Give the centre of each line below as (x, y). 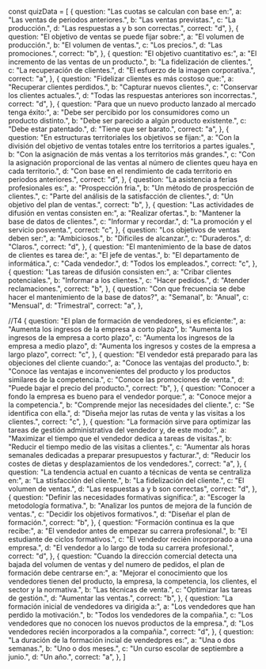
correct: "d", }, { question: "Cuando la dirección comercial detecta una (123, 556)
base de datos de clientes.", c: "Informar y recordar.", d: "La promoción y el (130, 221)
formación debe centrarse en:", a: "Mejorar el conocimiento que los (118, 573)
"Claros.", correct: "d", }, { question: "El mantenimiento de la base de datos (130, 247)
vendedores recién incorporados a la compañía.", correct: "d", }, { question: (131, 631)
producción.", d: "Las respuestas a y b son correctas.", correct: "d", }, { (123, 28)
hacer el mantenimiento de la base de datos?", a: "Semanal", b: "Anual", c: (129, 297)
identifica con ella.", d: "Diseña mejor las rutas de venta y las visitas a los (127, 413)
